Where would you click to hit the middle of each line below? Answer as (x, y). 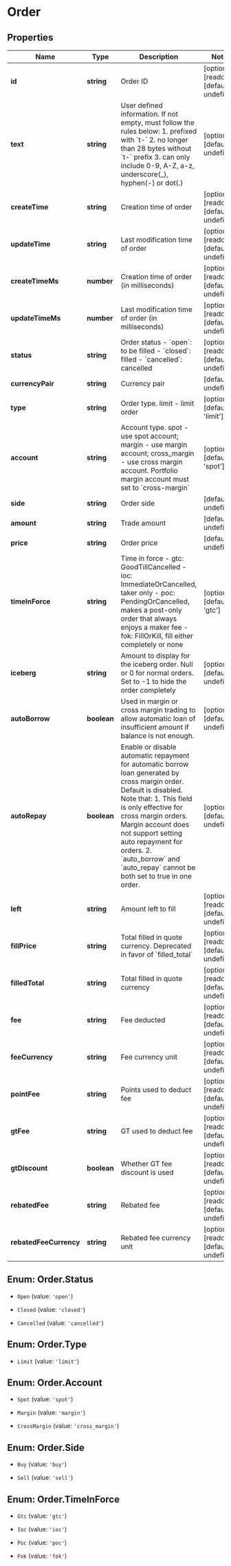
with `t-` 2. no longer (154, 140)
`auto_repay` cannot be (158, 867)
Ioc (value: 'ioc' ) (42, 1529)
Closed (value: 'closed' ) (51, 1309)
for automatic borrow (155, 764)
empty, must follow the (157, 123)
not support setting (152, 833)
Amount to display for (155, 656)
